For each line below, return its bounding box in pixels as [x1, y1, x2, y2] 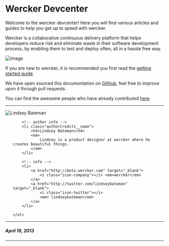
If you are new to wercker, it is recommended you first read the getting [5, 65, 151, 71]
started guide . [5, 70, 34, 76]
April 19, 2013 [5, 227, 34, 233]
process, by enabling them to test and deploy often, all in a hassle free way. [5, 45, 162, 51]
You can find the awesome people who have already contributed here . [5, 95, 151, 101]
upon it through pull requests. [5, 85, 66, 91]
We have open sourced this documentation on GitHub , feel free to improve [5, 80, 159, 86]
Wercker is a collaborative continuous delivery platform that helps [5, 35, 142, 41]
